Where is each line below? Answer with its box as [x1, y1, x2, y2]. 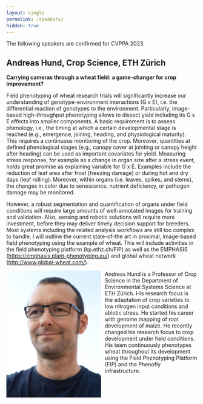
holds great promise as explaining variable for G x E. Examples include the [6, 163, 191, 170]
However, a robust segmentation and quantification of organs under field [6, 200, 188, 208]
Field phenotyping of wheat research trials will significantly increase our [6, 92, 187, 100]
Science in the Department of [105, 277, 179, 284]
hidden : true [6, 22, 39, 29]
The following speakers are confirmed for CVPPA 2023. [6, 40, 145, 47]
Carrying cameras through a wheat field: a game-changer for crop [6, 74, 177, 81]
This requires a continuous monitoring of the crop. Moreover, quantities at [6, 137, 191, 145]
